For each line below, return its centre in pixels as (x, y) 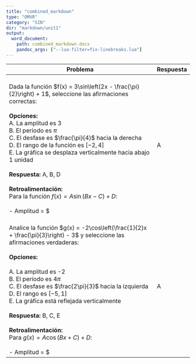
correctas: (23, 101)
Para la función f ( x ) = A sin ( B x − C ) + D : (63, 196)
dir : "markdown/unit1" (34, 28)
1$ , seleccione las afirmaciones (85, 94)
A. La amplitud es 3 (35, 123)
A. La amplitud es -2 (37, 272)
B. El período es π (33, 131)
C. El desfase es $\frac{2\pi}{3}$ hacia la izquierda (79, 286)
